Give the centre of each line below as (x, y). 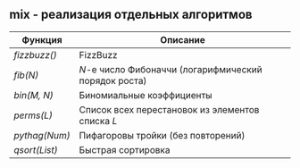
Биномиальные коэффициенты (146, 95)
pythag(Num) (42, 135)
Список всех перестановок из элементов (169, 109)
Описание (183, 39)
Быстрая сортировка (125, 149)
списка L (98, 121)
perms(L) (33, 115)
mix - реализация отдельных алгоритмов (131, 15)
